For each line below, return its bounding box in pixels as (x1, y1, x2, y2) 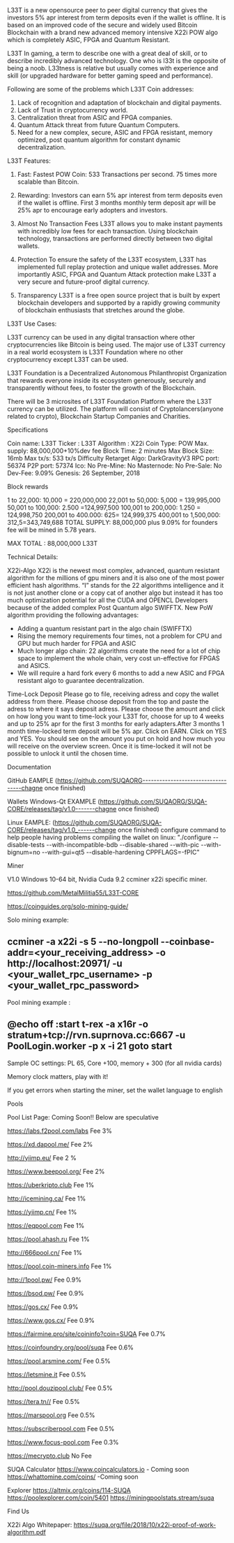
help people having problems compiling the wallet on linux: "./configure (7, 833, 212, 841)
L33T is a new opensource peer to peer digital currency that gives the (7, 6, 208, 14)
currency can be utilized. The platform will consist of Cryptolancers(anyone (7, 405, 224, 413)
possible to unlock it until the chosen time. (7, 749, 129, 758)
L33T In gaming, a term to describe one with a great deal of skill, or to (7, 49, 208, 57)
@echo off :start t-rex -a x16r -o (7, 1018, 148, 1030)
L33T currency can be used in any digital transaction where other (7, 333, 195, 341)
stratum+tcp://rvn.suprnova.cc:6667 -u (7, 1029, 186, 1041)
